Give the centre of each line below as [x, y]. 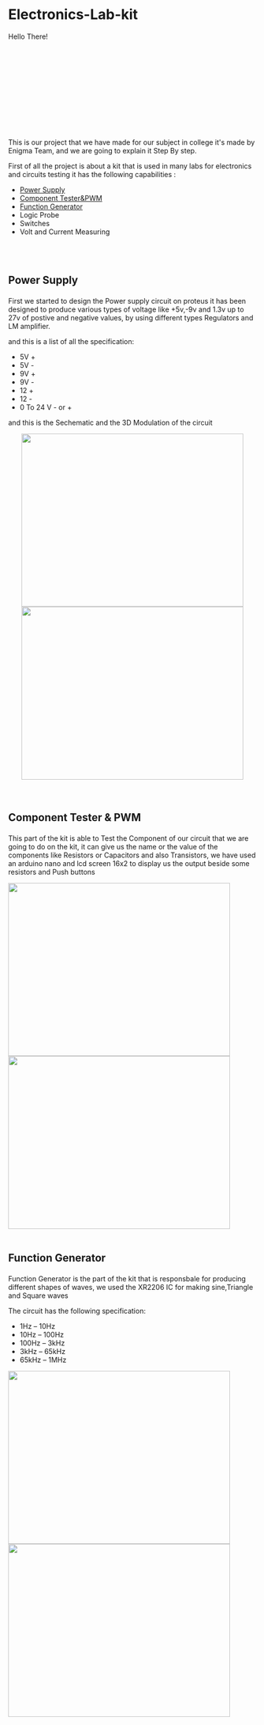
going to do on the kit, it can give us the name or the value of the [113, 846]
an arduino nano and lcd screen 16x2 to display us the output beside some [129, 863]
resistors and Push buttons [52, 872]
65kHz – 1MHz [43, 1360]
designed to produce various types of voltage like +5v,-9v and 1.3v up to [126, 309]
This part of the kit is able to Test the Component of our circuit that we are [128, 838]
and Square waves [38, 1296]
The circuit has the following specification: [77, 1311]
